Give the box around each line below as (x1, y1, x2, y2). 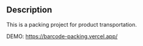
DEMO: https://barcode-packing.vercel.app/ (6, 33, 118, 40)
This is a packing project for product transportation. (6, 21, 137, 28)
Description (6, 5, 52, 15)
